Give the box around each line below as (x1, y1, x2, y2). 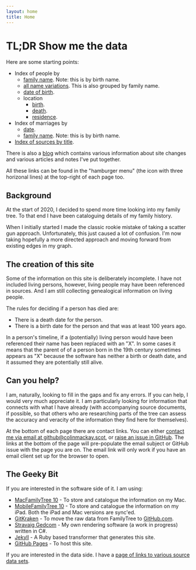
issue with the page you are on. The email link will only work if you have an (6, 446, 186, 453)
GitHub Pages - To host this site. (14, 540, 93, 547)
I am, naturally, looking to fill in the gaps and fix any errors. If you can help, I (6, 391, 188, 398)
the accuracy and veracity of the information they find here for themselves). (6, 416, 188, 423)
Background (6, 190, 51, 200)
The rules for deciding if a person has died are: (6, 305, 119, 312)
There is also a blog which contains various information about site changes (6, 150, 187, 157)
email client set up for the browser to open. (6, 452, 110, 459)
